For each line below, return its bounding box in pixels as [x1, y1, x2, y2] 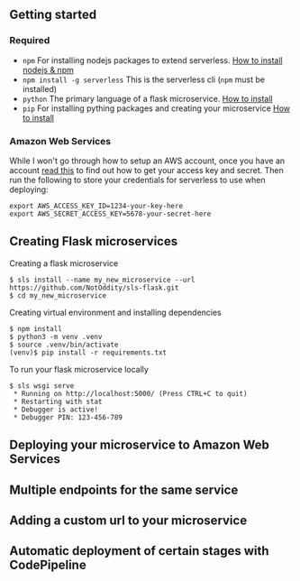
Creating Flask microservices [9, 234, 178, 249]
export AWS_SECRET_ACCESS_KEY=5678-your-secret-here [9, 209, 212, 218]
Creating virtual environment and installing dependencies [9, 307, 223, 318]
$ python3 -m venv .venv [9, 332, 103, 341]
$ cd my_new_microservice [9, 290, 106, 300]
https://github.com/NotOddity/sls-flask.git [9, 283, 179, 292]
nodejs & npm [22, 64, 74, 75]
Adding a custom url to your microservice [9, 512, 248, 528]
